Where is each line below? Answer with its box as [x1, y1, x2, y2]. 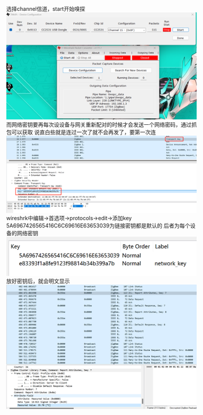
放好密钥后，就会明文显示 [6, 277, 70, 285]
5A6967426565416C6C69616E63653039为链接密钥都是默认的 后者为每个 [6, 222, 190, 229]
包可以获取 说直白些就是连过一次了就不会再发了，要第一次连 [6, 128, 156, 136]
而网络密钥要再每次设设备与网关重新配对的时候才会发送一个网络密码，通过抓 [6, 121, 197, 128]
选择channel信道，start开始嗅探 [6, 5, 86, 12]
